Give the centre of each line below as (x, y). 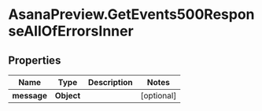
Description (110, 82)
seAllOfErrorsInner (71, 31)
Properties (35, 60)
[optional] (159, 96)
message (30, 96)
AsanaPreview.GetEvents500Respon (131, 15)
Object (68, 96)
